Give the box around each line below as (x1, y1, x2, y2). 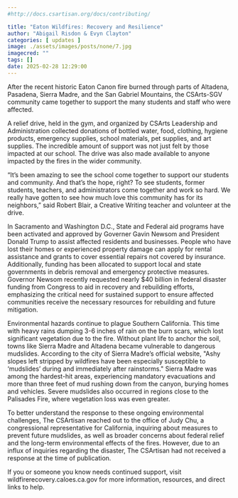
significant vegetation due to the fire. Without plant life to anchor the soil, (7, 334, 222, 342)
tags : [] (7, 56, 33, 64)
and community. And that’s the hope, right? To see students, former (7, 178, 205, 186)
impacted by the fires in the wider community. (7, 157, 142, 165)
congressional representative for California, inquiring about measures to (7, 423, 218, 432)
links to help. (7, 482, 45, 491)
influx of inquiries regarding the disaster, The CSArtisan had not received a (7, 446, 226, 455)
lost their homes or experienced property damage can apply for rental (7, 245, 212, 253)
